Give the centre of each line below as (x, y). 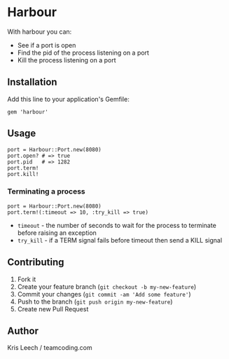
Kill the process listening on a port (67, 60)
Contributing (36, 263)
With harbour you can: (40, 32)
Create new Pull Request (53, 309)
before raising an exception (57, 233)
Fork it (27, 279)
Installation (32, 82)
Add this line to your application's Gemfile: (68, 99)
